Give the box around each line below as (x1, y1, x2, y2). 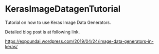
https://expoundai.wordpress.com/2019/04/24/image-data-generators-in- (5, 38, 154, 44)
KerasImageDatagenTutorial (5, 3, 121, 15)
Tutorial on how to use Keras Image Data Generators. (5, 19, 111, 25)
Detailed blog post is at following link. (5, 29, 80, 35)
